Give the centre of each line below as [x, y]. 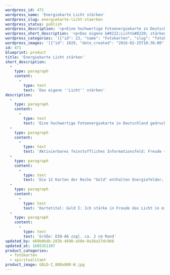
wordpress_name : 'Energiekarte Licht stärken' [55, 15]
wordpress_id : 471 [25, 10]
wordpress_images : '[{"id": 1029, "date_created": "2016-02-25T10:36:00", [86, 43]
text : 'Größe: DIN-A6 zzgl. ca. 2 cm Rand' [70, 236]
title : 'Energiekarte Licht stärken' [45, 57]
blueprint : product [26, 52]
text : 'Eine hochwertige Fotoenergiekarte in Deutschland [86, 123]
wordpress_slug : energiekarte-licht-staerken [54, 19]
